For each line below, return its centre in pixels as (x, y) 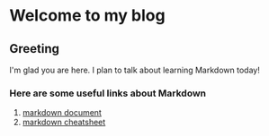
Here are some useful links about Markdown (108, 93)
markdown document (62, 113)
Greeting (35, 49)
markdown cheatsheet (64, 123)
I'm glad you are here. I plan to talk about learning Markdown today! (135, 70)
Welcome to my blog (87, 16)
